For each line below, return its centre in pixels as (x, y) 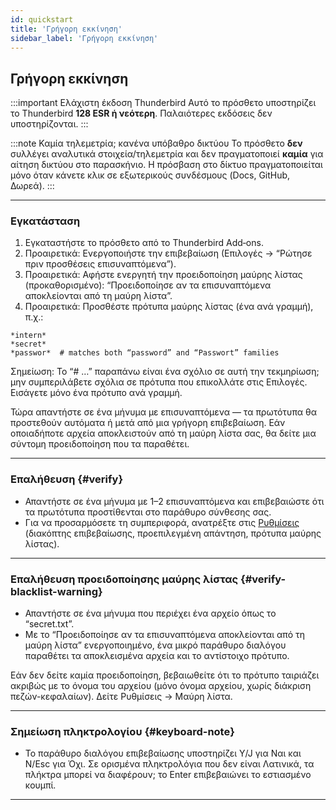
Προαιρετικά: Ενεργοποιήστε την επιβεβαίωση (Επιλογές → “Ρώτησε (168, 253)
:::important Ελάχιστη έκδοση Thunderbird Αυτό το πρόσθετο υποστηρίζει (163, 103)
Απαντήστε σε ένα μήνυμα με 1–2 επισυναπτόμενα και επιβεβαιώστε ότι (174, 501)
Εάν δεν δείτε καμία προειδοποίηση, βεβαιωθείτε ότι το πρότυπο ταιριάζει (165, 675)
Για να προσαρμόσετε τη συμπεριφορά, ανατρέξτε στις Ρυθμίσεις (162, 522)
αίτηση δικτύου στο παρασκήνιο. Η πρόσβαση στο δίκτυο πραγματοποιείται (166, 165)
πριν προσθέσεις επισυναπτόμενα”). (100, 264)
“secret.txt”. (49, 624)
